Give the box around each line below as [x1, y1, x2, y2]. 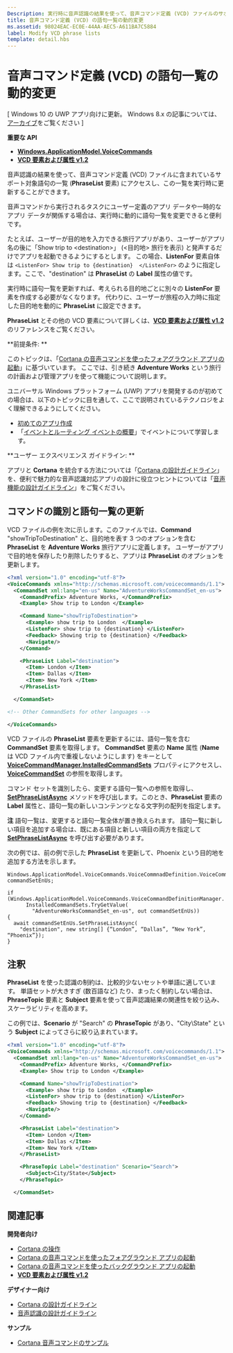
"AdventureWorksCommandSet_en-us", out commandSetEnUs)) [32, 907, 200, 915]
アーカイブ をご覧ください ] [7, 119, 85, 127]
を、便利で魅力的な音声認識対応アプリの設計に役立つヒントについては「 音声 [7, 474, 226, 483]
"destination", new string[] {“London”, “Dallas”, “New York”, [19, 926, 207, 933]
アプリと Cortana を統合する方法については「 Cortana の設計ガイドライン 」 [7, 466, 223, 474]
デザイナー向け [7, 1285, 50, 1294]
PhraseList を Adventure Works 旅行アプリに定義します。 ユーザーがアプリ [7, 543, 224, 551]
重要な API [7, 134, 37, 142]
